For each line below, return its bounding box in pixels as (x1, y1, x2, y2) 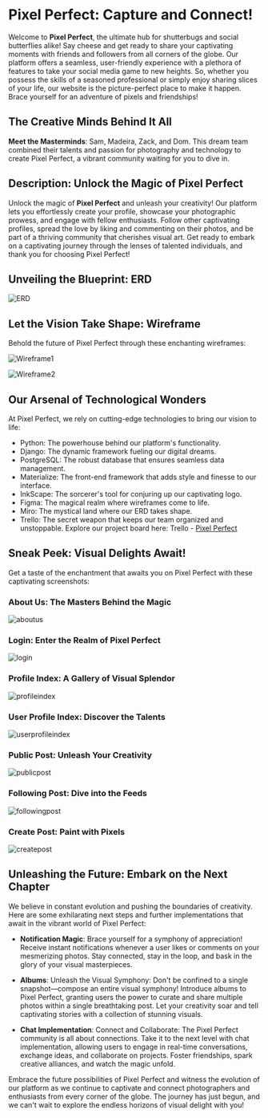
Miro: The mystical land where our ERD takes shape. (19, 506, 193, 515)
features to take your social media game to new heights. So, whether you (8, 66, 250, 75)
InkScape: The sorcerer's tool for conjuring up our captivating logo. (19, 490, 242, 498)
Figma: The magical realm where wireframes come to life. (19, 498, 210, 507)
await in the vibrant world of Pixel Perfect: (8, 918, 146, 928)
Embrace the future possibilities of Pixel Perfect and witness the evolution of (8, 1074, 260, 1084)
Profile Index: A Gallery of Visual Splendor (8, 673, 176, 684)
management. (19, 464, 66, 473)
